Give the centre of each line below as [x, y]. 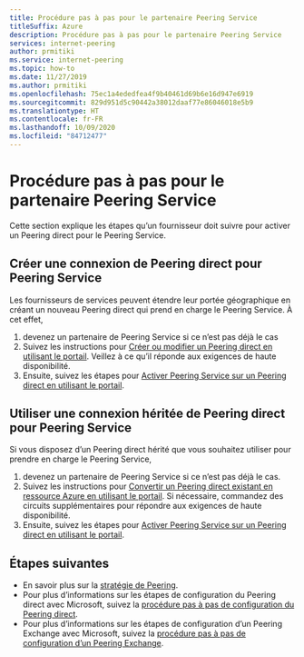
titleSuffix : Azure [46, 26]
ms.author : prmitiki [49, 85]
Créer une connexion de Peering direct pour [136, 264]
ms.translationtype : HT [54, 111]
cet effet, [26, 319]
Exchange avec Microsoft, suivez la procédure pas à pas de [134, 633]
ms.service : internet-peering [67, 60]
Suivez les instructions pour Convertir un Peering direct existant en [148, 486]
